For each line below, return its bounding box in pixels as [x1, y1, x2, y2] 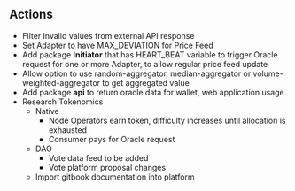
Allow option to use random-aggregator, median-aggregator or [21, 68, 252, 79]
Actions [9, 7, 53, 22]
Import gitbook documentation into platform [35, 172, 195, 182]
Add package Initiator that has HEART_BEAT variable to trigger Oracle [21, 49, 278, 60]
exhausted [48, 124, 87, 135]
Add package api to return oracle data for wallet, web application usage [21, 87, 285, 97]
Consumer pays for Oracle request [48, 134, 175, 144]
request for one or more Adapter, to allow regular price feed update [21, 58, 268, 69]
